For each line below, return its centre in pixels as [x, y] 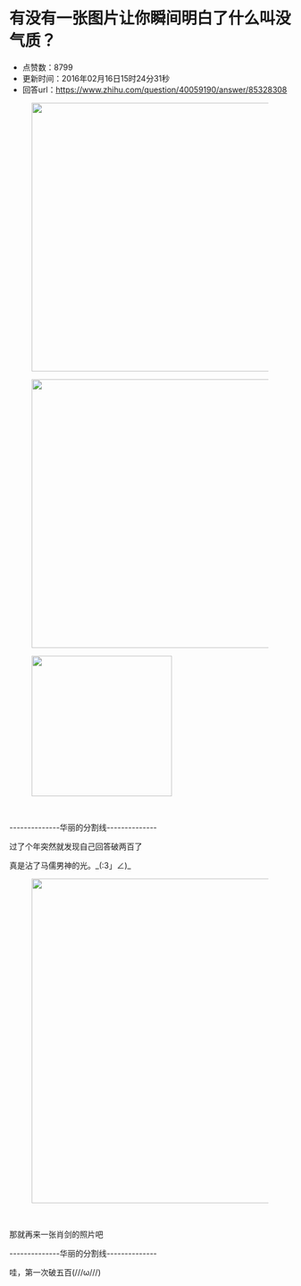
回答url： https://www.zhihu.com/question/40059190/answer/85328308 [155, 90]
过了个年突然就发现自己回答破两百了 [76, 846]
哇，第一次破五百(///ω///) [55, 1272]
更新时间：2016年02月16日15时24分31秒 [96, 78]
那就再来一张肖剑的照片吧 [56, 1234]
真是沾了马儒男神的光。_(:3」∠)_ [70, 865]
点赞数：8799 [47, 67]
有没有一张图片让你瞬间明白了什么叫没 [150, 18]
